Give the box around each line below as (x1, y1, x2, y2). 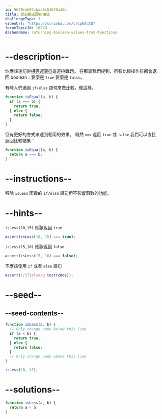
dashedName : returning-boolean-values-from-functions (5, 30, 118, 35)
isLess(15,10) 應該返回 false (5, 244, 65, 250)
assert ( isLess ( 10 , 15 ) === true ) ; (5, 234, 76, 239)
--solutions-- (5, 384, 60, 395)
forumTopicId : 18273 (5, 26, 48, 30)
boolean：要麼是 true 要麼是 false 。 (10, 74, 85, 80)
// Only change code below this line (9, 327, 87, 332)
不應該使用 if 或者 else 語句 (5, 263, 62, 269)
